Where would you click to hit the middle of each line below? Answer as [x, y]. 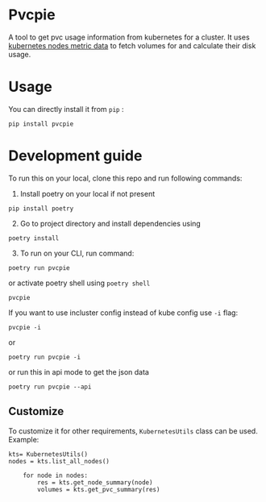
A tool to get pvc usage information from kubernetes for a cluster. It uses [129, 37]
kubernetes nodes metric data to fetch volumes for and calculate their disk [132, 45]
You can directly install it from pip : [66, 109]
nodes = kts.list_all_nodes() [59, 461]
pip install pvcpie [41, 124]
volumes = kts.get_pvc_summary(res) [99, 489]
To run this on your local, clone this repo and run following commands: [125, 178]
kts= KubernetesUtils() [48, 454]
